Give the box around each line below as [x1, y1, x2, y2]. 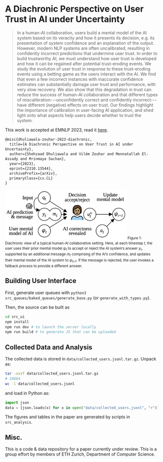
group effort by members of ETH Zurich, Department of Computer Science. [5, 451, 155, 457]
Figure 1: [127, 236, 142, 240]
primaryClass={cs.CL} [9, 176, 53, 181]
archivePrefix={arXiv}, [9, 171, 57, 176]
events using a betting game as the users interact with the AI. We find [16, 71, 156, 77]
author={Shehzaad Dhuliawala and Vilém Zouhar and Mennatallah [9, 152, 140, 156]
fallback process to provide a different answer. [5, 263, 82, 268]
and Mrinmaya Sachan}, [20, 156, 66, 161]
